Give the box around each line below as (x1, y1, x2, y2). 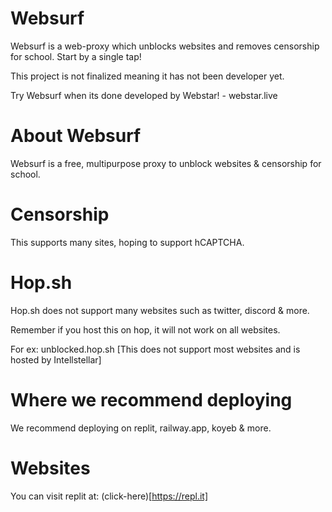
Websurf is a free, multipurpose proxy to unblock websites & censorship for (10, 157, 322, 169)
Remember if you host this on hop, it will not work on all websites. (10, 323, 281, 336)
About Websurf (10, 125, 142, 147)
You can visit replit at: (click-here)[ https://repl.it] (10, 490, 208, 502)
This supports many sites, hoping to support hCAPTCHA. (10, 236, 245, 248)
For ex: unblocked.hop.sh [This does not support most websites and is (10, 343, 301, 355)
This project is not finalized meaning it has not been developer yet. (10, 70, 285, 82)
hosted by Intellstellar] (10, 353, 102, 366)
